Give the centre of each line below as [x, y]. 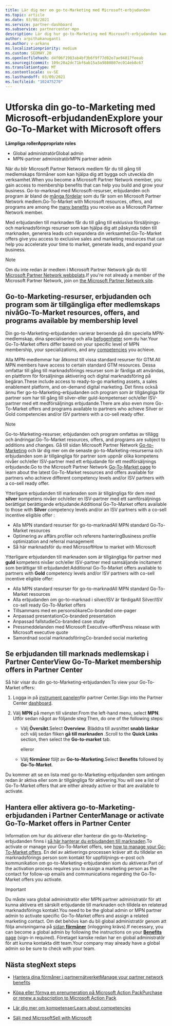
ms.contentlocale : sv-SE [32, 72]
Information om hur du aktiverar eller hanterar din [58, 836]
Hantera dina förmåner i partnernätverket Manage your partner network [88, 977]
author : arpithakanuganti [33, 39]
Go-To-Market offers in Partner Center [68, 823]
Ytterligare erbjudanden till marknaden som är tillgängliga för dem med [80, 493]
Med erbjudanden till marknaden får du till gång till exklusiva [69, 222]
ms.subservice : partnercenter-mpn [42, 29]
